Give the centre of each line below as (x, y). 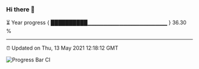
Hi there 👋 (21, 9)
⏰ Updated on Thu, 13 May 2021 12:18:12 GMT (62, 48)
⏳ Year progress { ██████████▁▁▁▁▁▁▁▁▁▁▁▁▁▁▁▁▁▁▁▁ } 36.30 (96, 22)
